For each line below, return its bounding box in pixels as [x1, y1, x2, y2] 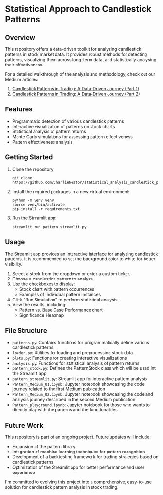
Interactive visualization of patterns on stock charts [12, 123, 115, 129]
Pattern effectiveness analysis [12, 139, 73, 145]
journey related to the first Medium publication [12, 386, 106, 392]
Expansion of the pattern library [12, 443, 76, 449]
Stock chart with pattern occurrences [19, 286, 95, 292]
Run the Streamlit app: [12, 215, 57, 221]
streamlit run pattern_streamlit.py [12, 224, 87, 229]
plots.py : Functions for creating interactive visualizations [12, 355, 127, 361]
